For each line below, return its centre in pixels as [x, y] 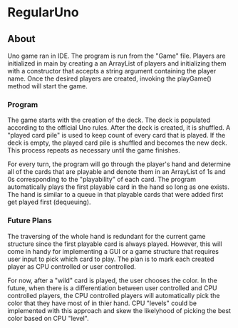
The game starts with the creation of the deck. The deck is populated [109, 120]
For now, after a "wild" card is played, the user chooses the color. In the [112, 280]
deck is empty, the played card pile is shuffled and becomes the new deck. [118, 143]
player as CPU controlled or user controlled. [72, 266]
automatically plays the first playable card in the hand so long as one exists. [119, 187]
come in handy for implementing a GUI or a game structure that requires [113, 251]
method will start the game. [47, 86]
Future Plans [30, 220]
